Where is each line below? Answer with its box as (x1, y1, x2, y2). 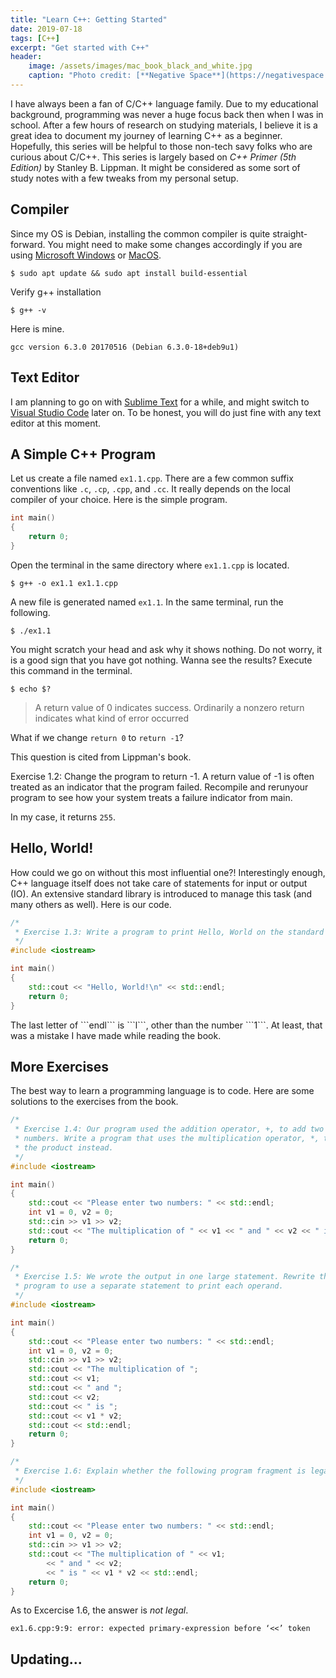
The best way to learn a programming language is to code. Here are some (10, 1085, 315, 1097)
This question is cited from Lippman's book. (10, 751, 192, 763)
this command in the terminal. (10, 664, 133, 676)
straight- (272, 227, 308, 240)
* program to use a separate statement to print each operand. (14, 1281, 284, 1291)
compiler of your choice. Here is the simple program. (10, 494, 228, 506)
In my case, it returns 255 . (10, 811, 116, 823)
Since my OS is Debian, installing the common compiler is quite (10, 227, 271, 240)
